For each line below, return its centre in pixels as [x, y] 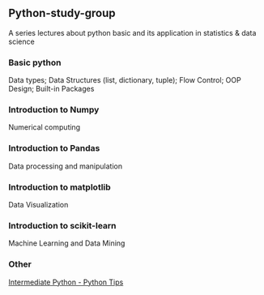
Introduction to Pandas [54, 148]
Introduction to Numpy [54, 110]
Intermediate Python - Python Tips [66, 282]
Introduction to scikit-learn [62, 225]
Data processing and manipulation [66, 166]
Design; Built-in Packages [51, 89]
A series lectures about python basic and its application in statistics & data [132, 32]
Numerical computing [45, 127]
